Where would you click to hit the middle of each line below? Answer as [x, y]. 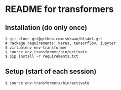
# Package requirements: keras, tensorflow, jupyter [60, 43]
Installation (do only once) [46, 28]
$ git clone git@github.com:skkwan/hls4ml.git [54, 39]
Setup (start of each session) [51, 71]
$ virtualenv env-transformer [36, 48]
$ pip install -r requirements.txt [42, 56]
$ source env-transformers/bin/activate [47, 83]
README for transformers [60, 9]
